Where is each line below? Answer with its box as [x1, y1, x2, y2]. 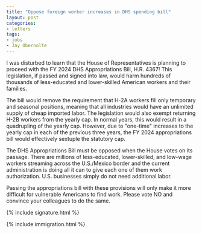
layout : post [6, 15, 39, 21]
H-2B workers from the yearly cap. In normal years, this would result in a [6, 115, 187, 123]
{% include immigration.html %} [6, 220, 86, 227]
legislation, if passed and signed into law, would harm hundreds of [6, 72, 171, 79]
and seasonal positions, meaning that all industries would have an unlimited [6, 103, 194, 110]
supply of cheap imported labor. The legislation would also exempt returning [6, 109, 196, 117]
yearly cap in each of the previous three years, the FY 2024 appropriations [6, 128, 192, 136]
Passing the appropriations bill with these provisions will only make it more [6, 184, 191, 191]
